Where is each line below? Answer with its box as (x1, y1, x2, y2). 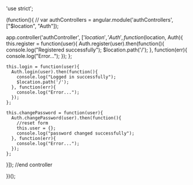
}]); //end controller (6, 161, 53, 168)
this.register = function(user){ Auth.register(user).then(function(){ (6, 40, 165, 47)
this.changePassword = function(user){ (6, 110, 104, 116)
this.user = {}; (16, 125, 57, 131)
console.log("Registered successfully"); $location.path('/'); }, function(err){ (6, 46, 188, 53)
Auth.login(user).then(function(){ (11, 69, 98, 75)
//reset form (16, 120, 49, 126)
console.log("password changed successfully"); (16, 131, 135, 136)
